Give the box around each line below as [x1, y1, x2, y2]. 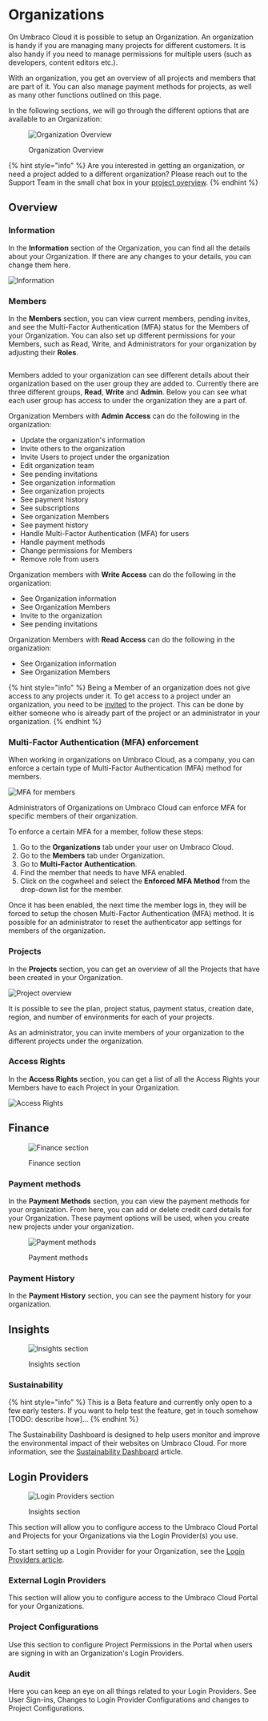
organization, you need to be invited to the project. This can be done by [8, 699, 244, 709]
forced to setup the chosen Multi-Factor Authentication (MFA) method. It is [8, 909, 254, 919]
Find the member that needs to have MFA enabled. [19, 868, 187, 878]
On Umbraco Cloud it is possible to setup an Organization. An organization [8, 32, 254, 42]
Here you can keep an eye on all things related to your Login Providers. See [8, 1687, 257, 1696]
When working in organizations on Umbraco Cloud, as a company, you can [8, 754, 255, 765]
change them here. [8, 260, 70, 270]
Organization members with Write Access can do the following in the [8, 570, 236, 579]
